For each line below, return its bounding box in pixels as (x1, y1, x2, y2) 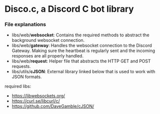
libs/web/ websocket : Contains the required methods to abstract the (11, 32, 150, 38)
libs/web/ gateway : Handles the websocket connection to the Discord (11, 43, 152, 49)
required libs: (4, 84, 31, 89)
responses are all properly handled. (11, 53, 84, 59)
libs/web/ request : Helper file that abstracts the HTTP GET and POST (11, 58, 151, 64)
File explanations (4, 21, 46, 28)
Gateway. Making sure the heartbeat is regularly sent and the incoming (11, 48, 155, 54)
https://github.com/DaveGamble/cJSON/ (11, 103, 94, 109)
